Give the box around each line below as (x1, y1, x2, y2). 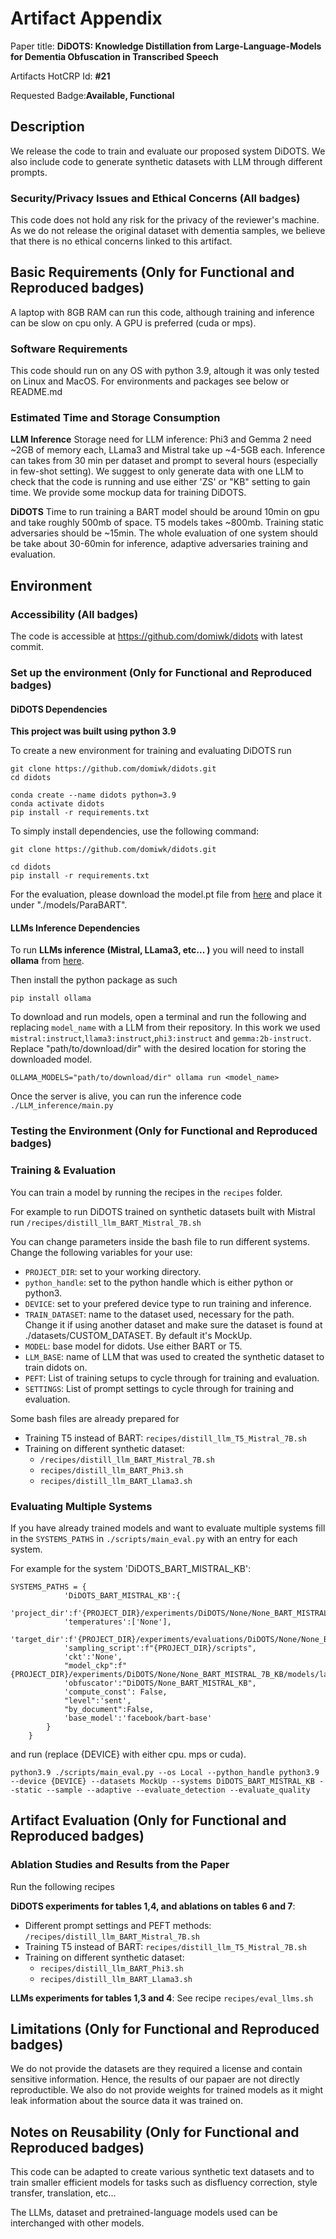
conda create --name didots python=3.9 (10, 790, 177, 801)
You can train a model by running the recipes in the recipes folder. (10, 1186, 283, 1198)
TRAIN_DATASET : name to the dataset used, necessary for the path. (24, 1308, 295, 1320)
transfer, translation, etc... (10, 2187, 117, 2199)
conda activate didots (10, 799, 105, 809)
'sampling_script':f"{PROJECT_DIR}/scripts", (63, 1643, 257, 1653)
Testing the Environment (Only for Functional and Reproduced (10, 1124, 318, 1138)
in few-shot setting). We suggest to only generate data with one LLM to (10, 465, 304, 477)
